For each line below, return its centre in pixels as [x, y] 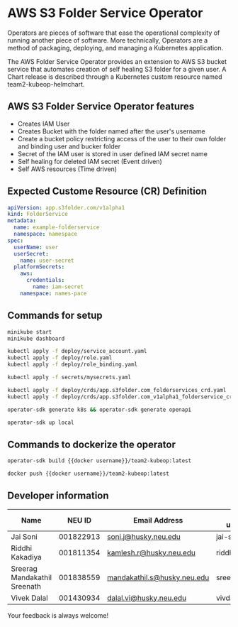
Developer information [58, 496]
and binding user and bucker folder [69, 146]
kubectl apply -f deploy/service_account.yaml [77, 351]
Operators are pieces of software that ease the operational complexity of [114, 33]
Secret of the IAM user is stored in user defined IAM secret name [112, 153]
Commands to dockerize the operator [91, 444]
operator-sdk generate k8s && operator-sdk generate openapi [100, 410]
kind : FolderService [38, 214]
